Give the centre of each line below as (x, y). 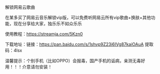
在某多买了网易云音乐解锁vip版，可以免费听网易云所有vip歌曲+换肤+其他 (78, 18)
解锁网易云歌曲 (20, 7)
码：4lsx (14, 50)
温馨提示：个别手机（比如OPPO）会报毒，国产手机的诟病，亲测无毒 (73, 61)
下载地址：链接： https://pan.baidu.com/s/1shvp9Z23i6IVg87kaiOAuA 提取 (79, 44)
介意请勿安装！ (37, 67)
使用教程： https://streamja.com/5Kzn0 (44, 34)
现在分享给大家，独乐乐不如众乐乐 (48, 24)
